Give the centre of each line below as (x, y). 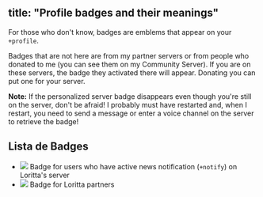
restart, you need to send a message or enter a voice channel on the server (131, 113)
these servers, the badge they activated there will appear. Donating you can (132, 72)
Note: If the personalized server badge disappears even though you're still (130, 96)
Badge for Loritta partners (72, 184)
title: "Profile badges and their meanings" (114, 13)
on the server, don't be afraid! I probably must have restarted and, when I (128, 104)
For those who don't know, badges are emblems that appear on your (120, 32)
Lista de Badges (48, 147)
